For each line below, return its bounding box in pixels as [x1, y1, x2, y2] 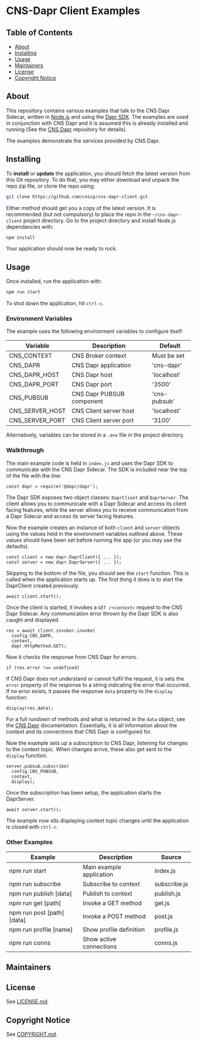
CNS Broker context [71, 352, 127, 360]
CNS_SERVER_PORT [9, 416, 66, 425]
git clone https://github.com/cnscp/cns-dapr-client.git [6, 194, 148, 199]
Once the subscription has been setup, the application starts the [6, 789, 161, 796]
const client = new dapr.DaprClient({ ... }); [6, 554, 122, 560]
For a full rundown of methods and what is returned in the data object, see [6, 715, 186, 722]
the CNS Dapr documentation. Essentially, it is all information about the [6, 722, 177, 729]
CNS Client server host [71, 407, 135, 415]
